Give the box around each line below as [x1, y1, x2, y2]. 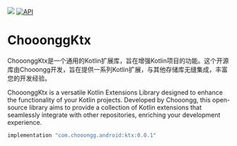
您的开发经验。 [7, 74, 51, 83]
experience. [7, 118, 42, 126]
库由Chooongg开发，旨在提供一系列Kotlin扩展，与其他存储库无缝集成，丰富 [7, 65, 229, 73]
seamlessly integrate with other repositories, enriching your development [7, 110, 221, 119]
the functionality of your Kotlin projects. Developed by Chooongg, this [7, 95, 211, 104]
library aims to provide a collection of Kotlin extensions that [29, 103, 202, 111]
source [7, 103, 28, 111]
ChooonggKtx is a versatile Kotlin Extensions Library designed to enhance [7, 88, 223, 97]
